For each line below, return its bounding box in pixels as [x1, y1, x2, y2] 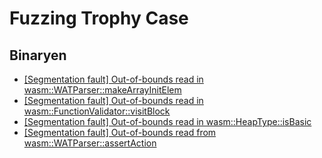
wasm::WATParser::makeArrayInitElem [23, 84, 182, 96]
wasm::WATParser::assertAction [23, 137, 157, 149]
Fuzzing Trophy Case [9, 7, 189, 30]
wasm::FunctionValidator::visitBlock [23, 105, 171, 117]
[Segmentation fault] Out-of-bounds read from [23, 127, 217, 138]
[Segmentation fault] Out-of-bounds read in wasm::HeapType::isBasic [23, 116, 312, 127]
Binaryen [9, 47, 67, 64]
